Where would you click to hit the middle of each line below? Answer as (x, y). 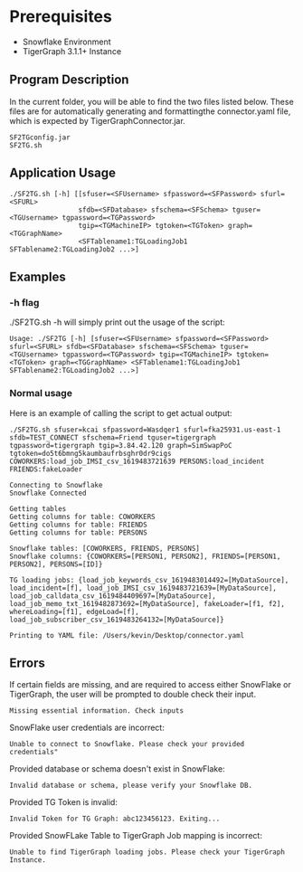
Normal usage (41, 393)
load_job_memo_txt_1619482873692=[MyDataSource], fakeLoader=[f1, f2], (147, 603)
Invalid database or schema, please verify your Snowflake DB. (131, 786)
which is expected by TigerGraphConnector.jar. (97, 120)
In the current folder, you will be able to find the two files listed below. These (151, 101)
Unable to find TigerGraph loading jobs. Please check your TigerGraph (147, 852)
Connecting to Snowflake (56, 485)
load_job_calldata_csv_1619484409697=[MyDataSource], (113, 596)
